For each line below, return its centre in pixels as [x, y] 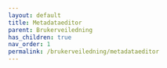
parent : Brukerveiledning [50, 30]
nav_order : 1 [29, 45]
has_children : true [40, 37]
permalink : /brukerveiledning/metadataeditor [83, 52]
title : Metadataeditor [45, 23]
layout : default [34, 15]
